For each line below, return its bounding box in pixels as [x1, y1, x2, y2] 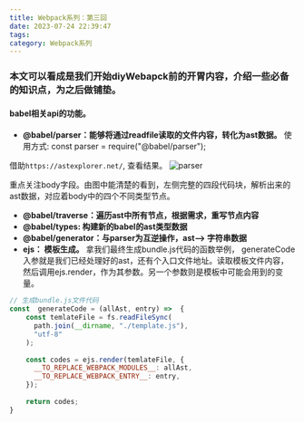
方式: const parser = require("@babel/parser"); [30, 141, 207, 152]
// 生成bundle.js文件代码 [9, 296, 100, 305]
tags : [9, 30, 30, 39]
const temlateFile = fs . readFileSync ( [25, 313, 172, 322]
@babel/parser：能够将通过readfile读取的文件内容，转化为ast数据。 [22, 130, 282, 140]
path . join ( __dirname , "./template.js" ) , [33, 322, 189, 331]
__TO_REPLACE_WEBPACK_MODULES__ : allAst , [33, 363, 193, 372]
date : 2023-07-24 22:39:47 [9, 22, 112, 31]
